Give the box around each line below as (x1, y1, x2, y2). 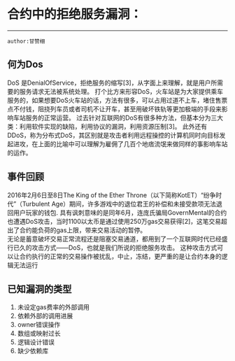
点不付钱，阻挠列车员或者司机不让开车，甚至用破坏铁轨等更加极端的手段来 (7, 104, 222, 113)
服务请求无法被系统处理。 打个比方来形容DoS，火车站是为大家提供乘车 (19, 87, 224, 95)
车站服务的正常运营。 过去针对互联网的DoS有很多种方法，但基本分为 (13, 113, 211, 122)
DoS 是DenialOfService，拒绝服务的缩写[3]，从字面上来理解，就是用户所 (7, 78, 218, 87)
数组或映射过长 (17, 330, 61, 338)
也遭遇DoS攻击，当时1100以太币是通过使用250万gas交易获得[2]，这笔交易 (7, 217, 222, 225)
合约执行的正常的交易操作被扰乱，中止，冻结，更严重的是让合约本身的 (19, 252, 222, 260)
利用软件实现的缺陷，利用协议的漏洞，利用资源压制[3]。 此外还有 (19, 122, 208, 130)
